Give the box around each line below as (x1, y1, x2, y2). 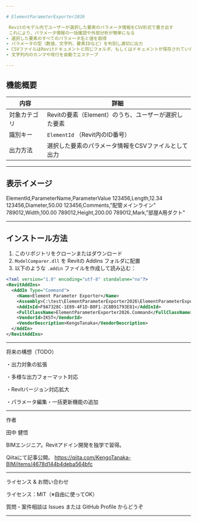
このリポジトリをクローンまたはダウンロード (14, 250, 123, 257)
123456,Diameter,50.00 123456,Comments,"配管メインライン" (6, 201, 157, 209)
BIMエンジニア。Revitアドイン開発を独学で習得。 (6, 441, 125, 448)
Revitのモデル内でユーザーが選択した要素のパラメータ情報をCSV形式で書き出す (8, 24, 174, 30)
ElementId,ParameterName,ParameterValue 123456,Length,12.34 (6, 194, 163, 201)
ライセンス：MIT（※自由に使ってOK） (6, 490, 98, 498)
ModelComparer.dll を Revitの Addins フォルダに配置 (14, 257, 141, 265)
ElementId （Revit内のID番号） (46, 130, 131, 138)
